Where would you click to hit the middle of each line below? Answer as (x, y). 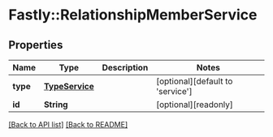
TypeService (69, 86)
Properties (36, 45)
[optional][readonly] (195, 105)
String (56, 105)
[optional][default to (194, 81)
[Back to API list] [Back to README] (68, 124)
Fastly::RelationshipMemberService (133, 15)
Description (125, 68)
